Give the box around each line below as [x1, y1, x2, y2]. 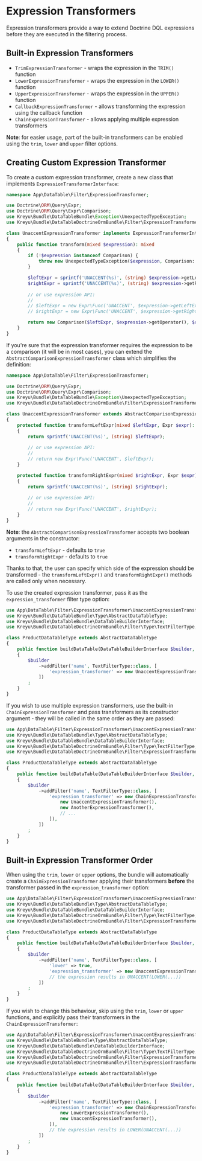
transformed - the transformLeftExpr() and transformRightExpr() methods [6, 571, 192, 578]
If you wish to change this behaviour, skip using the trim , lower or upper [6, 1007, 184, 1014]
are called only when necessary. [6, 577, 87, 584]
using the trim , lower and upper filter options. [6, 140, 118, 147]
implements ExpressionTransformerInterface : [6, 180, 119, 187]
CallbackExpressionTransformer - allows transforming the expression [14, 103, 186, 110]
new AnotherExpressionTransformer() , [60, 805, 155, 811]
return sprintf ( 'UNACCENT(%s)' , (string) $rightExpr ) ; [28, 484, 168, 490]
